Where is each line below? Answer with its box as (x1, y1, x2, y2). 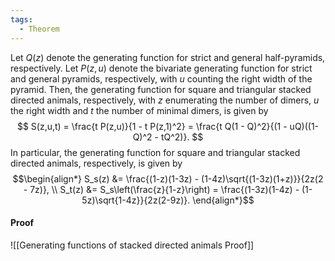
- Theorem (19, 24, 60, 34)
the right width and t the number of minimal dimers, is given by (10, 104, 269, 116)
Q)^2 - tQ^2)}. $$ (132, 131, 204, 143)
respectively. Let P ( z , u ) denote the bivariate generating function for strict (10, 62, 313, 74)
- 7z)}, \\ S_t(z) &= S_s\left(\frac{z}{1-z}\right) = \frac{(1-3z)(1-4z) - (23, 183, 300, 195)
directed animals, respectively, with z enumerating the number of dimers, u (10, 94, 320, 106)
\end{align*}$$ (192, 194, 255, 206)
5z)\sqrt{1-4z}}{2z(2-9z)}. (81, 194, 191, 206)
